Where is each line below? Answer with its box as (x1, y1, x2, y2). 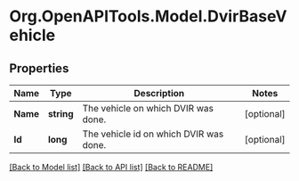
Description (133, 87, 185, 99)
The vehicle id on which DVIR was (82, 128, 224, 140)
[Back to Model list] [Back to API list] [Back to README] (9, 162, 214, 172)
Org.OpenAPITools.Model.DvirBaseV (9, 6, 287, 27)
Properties (9, 61, 69, 76)
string (47, 108, 74, 119)
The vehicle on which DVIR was (82, 103, 214, 114)
